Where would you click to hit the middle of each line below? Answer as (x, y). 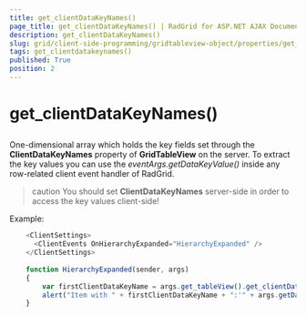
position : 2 (32, 69)
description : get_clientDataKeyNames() (85, 35)
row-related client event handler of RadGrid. (92, 174)
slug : (20, 43)
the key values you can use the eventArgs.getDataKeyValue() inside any (145, 164)
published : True (40, 60)
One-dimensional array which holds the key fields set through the (132, 145)
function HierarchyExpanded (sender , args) (107, 270)
